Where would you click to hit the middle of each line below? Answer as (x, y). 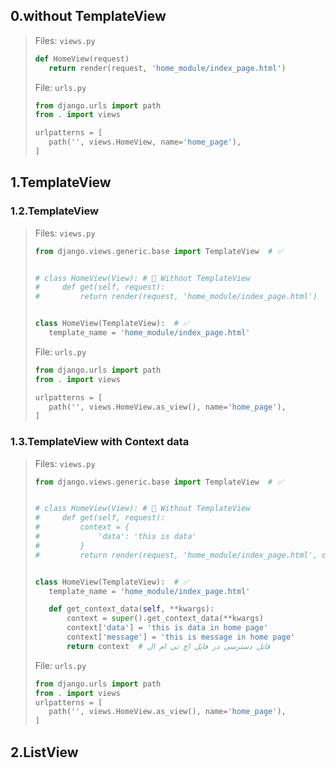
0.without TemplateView (88, 16)
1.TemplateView (61, 182)
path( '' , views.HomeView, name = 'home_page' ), (145, 142)
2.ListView (44, 752)
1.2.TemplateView (54, 211)
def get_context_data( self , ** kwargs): (131, 609)
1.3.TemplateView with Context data (100, 442)
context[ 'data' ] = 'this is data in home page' (167, 628)
